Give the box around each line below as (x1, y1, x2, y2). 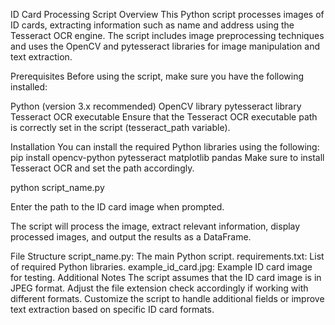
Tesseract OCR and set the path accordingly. (10, 162, 195, 174)
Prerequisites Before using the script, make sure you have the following (10, 70, 305, 82)
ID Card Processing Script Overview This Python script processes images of (10, 9, 325, 20)
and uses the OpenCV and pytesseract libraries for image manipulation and (10, 40, 321, 52)
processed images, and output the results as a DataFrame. (10, 231, 252, 243)
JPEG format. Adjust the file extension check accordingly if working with (10, 282, 309, 294)
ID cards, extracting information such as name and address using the (10, 19, 295, 31)
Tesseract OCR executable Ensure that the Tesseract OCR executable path (10, 111, 318, 123)
